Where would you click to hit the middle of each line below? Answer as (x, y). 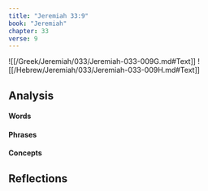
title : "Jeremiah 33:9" (49, 16)
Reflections (38, 178)
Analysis (31, 95)
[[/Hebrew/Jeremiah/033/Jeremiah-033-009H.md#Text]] (104, 70)
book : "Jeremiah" (38, 23)
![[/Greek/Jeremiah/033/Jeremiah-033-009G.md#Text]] (102, 62)
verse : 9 (23, 38)
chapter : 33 (28, 31)
